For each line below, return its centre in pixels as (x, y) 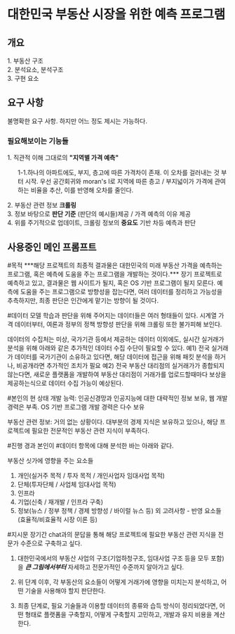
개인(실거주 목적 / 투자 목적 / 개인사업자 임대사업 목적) (91, 475)
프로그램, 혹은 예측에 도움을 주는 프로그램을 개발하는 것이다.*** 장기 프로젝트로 (115, 274)
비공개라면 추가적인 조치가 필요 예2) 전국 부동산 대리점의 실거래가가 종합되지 (120, 365)
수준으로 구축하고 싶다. (51, 543)
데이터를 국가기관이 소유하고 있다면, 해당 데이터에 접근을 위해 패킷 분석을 (114, 357)
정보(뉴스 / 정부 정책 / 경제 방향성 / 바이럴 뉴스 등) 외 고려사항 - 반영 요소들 (120, 510)
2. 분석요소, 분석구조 (35, 70)
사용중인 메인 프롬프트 (52, 247)
